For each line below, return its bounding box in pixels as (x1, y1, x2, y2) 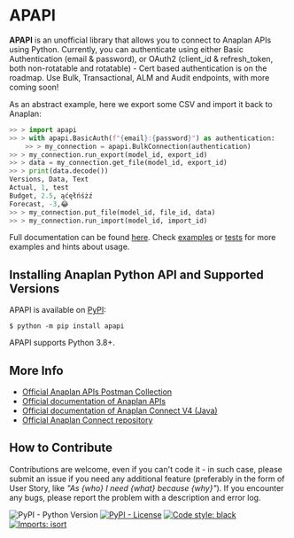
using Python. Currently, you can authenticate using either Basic (9, 43, 244, 54)
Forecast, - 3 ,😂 (9, 199, 69, 208)
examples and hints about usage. (9, 241, 130, 253)
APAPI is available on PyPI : (9, 305, 106, 316)
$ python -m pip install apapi (9, 322, 125, 331)
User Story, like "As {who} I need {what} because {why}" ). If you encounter (9, 482, 284, 493)
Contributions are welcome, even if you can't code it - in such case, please (9, 464, 283, 474)
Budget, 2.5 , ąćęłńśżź (9, 191, 93, 200)
